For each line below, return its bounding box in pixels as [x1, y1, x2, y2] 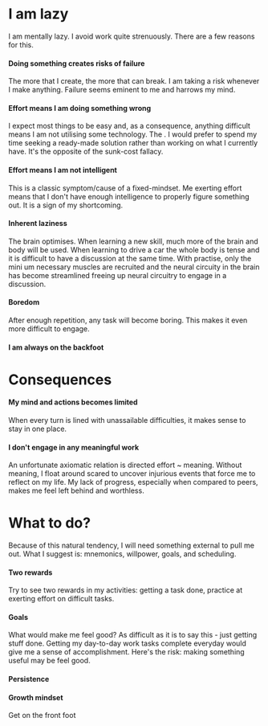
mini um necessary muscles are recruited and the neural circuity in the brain [8, 262, 260, 272]
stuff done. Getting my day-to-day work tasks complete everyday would [8, 638, 247, 648]
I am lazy [8, 5, 69, 23]
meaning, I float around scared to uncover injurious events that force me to [8, 469, 256, 478]
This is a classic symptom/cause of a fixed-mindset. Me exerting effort [8, 183, 242, 193]
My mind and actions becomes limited [8, 397, 138, 407]
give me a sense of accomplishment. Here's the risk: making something [8, 647, 245, 657]
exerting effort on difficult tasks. [8, 594, 115, 604]
